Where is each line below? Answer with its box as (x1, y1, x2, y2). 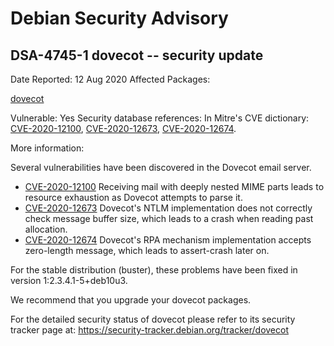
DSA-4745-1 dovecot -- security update (10, 47, 264, 64)
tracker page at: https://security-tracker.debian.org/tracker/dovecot (10, 324, 289, 336)
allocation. (24, 223, 68, 235)
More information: (10, 142, 85, 154)
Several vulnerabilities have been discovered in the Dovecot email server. (10, 162, 312, 173)
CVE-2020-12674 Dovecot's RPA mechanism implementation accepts (24, 234, 312, 246)
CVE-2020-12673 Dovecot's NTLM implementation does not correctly (24, 202, 313, 214)
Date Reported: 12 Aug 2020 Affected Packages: (10, 73, 211, 85)
